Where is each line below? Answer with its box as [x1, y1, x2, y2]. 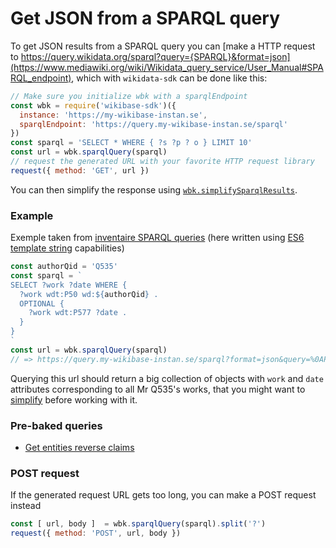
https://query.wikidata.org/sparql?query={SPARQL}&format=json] [20, 50, 291, 62]
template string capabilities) [10, 242, 125, 254]
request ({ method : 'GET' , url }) [10, 165, 150, 176]
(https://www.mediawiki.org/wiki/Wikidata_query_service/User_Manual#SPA [10, 61, 324, 73]
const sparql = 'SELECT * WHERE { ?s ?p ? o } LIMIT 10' [10, 138, 253, 148]
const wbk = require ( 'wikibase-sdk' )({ [10, 100, 177, 111]
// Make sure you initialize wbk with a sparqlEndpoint [10, 91, 248, 101]
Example [10, 208, 54, 222]
